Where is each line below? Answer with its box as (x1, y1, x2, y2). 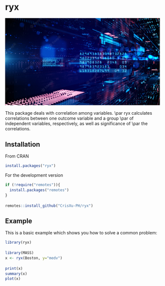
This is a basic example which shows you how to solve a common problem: (5, 230, 157, 236)
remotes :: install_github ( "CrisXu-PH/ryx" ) (5, 203, 93, 208)
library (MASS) (5, 251, 34, 255)
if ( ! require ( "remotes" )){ (5, 183, 60, 188)
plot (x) (5, 276, 21, 282)
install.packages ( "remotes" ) (9, 188, 69, 192)
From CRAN (5, 153, 29, 159)
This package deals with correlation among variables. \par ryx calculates (5, 110, 152, 116)
